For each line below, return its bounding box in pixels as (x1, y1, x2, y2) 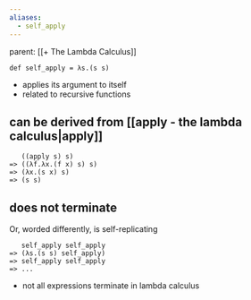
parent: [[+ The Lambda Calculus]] (9, 46, 137, 56)
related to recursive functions (21, 89, 131, 99)
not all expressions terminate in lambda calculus (21, 280, 200, 291)
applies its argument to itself (21, 79, 127, 90)
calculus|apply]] (9, 128, 104, 143)
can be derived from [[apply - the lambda (9, 114, 243, 130)
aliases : (9, 13, 42, 22)
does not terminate (9, 200, 118, 215)
